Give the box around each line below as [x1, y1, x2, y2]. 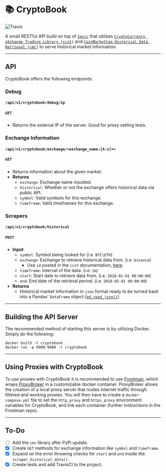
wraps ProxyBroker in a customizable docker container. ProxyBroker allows [5, 381, 158, 387]
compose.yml [5, 398, 30, 403]
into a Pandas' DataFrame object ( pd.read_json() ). [19, 294, 121, 300]
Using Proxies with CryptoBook [5, 363, 104, 371]
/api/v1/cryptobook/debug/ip [5, 100, 65, 105]
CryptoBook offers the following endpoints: [5, 76, 93, 81]
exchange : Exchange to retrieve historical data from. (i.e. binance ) [19, 257, 152, 263]
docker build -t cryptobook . [5, 341, 68, 346]
